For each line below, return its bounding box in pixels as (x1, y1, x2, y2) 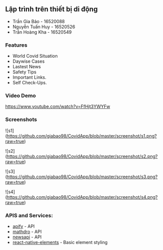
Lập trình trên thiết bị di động (5, 5, 98, 14)
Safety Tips (12, 69, 37, 75)
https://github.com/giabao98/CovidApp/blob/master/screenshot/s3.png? (7, 174, 158, 180)
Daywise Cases (12, 58, 45, 64)
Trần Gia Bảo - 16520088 (12, 18, 65, 24)
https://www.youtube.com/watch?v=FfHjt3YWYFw (5, 103, 111, 109)
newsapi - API (12, 234, 42, 240)
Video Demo (5, 92, 36, 99)
